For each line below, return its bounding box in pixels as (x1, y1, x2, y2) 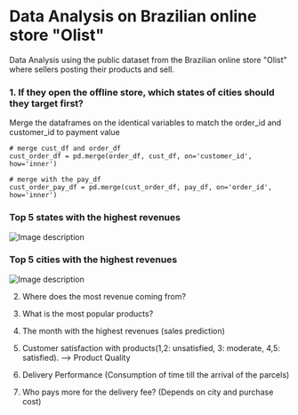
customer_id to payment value (9, 127, 120, 138)
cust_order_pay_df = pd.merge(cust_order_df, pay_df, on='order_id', (9, 183, 273, 192)
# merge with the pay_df (9, 175, 101, 184)
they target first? (9, 97, 85, 109)
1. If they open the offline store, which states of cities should (9, 86, 275, 99)
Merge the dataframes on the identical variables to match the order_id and (9, 117, 282, 128)
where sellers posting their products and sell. (9, 64, 175, 75)
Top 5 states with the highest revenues (9, 211, 181, 224)
